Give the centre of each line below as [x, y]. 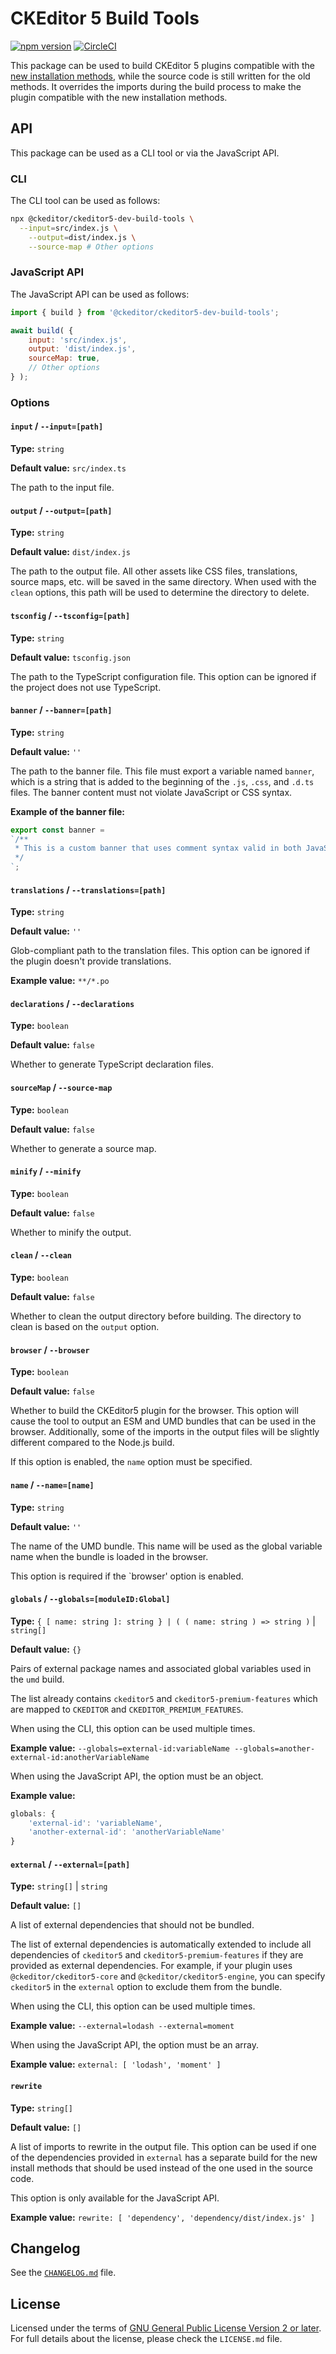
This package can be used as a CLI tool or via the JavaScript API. [145, 153]
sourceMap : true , [64, 358]
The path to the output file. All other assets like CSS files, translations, [154, 571]
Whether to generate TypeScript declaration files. [112, 1064]
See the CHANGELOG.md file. [63, 2273]
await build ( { [42, 330]
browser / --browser [50, 1349]
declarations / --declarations [72, 1003]
